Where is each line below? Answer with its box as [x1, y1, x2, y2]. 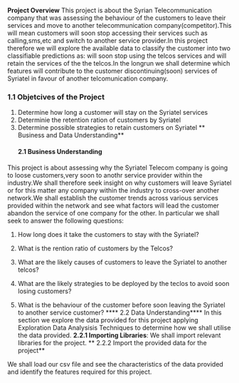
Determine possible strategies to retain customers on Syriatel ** [17, 123, 206, 132]
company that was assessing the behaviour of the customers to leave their [7, 14, 226, 22]
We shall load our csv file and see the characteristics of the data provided [7, 359, 224, 368]
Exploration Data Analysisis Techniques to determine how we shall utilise [17, 323, 231, 332]
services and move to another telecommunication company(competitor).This [7, 21, 232, 29]
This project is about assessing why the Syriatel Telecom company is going [7, 163, 228, 172]
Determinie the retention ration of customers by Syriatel [17, 116, 181, 124]
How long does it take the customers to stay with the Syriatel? [17, 230, 199, 238]
